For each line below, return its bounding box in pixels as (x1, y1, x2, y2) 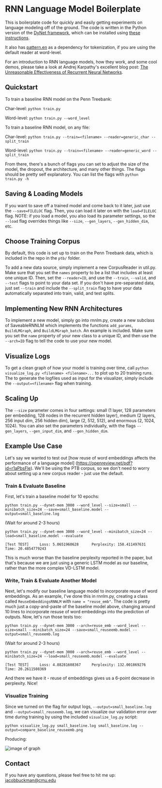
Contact (5, 759, 30, 768)
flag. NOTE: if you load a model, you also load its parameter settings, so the (5, 213, 156, 219)
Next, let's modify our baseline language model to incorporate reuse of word (5, 588, 158, 594)
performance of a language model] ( (5, 460, 77, 466)
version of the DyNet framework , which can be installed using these (5, 30, 141, 35)
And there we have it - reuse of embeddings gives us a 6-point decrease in (5, 675, 155, 681)
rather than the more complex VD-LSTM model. (5, 565, 100, 571)
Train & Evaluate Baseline (5, 482, 66, 489)
